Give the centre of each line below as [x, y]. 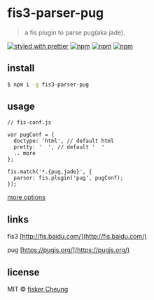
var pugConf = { [31, 135]
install [21, 68]
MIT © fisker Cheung [38, 289]
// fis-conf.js [29, 123]
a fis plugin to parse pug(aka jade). [75, 32]
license [23, 272]
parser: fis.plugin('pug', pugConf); [69, 178]
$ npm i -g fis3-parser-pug [48, 85]
